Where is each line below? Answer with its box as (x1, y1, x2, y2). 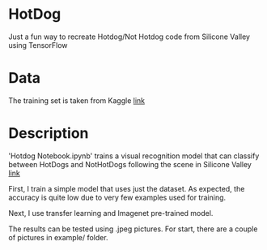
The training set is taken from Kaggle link (8, 95, 146, 106)
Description (8, 124, 89, 143)
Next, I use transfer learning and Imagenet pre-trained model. (8, 208, 214, 218)
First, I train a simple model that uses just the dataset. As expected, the (8, 183, 245, 193)
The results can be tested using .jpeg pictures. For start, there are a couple (8, 224, 258, 234)
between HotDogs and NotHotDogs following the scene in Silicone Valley (8, 159, 252, 169)
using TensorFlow (8, 40, 68, 50)
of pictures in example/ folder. (8, 232, 108, 242)
